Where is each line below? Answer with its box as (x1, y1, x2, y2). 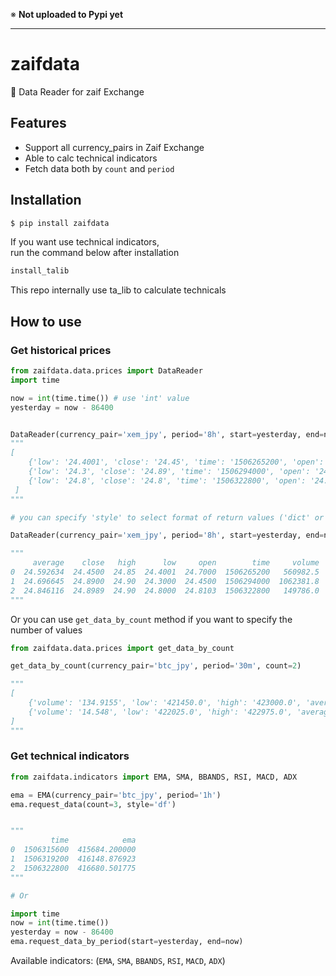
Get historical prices (10, 343, 112, 357)
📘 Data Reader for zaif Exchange (10, 85, 145, 98)
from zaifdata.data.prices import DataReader (10, 366, 203, 376)
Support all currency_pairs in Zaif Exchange (24, 141, 205, 153)
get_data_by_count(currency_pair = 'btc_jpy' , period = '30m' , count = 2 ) (10, 661, 302, 671)
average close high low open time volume (32, 558, 320, 568)
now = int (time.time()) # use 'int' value (10, 393, 190, 403)
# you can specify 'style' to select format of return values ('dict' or (10, 512, 325, 523)
